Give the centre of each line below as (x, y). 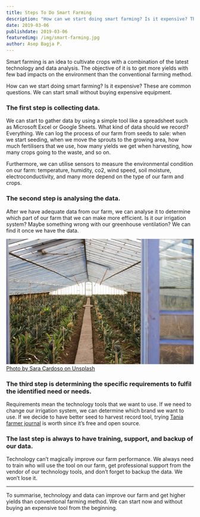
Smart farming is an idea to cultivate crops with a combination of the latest (97, 62)
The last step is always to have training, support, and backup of (100, 439)
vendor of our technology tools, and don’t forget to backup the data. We (94, 472)
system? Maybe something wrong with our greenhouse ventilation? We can (99, 224)
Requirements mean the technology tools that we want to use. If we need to (99, 404)
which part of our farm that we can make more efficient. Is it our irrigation (96, 218)
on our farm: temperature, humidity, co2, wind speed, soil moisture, (89, 171)
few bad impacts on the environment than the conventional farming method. (99, 74)
